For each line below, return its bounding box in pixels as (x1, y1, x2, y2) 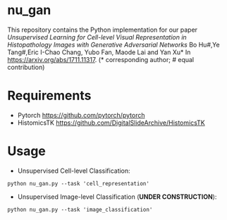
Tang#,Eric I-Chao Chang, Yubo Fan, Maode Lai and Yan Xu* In (7, 48, 191, 56)
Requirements (7, 87, 92, 104)
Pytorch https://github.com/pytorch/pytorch (17, 111, 145, 119)
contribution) (7, 63, 45, 71)
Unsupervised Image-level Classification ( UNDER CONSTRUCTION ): (17, 192, 217, 201)
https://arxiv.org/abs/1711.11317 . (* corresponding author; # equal (7, 55, 195, 63)
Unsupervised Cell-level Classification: (17, 166, 130, 175)
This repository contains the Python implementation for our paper (7, 25, 198, 34)
